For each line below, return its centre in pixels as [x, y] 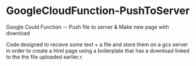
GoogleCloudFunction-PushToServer [98, 11]
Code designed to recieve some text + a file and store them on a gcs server [97, 44]
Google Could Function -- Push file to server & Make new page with [87, 27]
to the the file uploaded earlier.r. [45, 57]
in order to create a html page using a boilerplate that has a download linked [98, 50]
